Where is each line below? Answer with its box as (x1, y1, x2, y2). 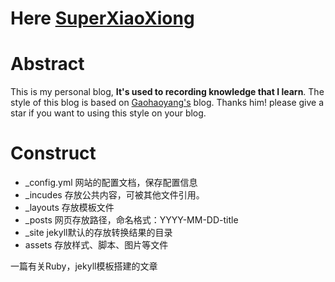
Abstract (10, 53, 85, 76)
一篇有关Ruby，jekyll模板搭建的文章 (10, 260, 158, 272)
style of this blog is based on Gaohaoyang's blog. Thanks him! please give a (10, 97, 325, 109)
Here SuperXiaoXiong (10, 7, 195, 30)
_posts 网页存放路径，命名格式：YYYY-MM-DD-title (24, 214, 239, 226)
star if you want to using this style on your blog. (10, 107, 207, 119)
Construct (10, 142, 97, 165)
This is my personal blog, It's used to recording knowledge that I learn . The (10, 86, 325, 98)
